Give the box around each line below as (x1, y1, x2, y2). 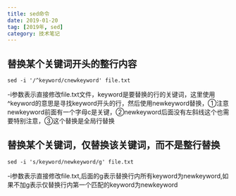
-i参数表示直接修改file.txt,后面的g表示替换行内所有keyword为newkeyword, (7, 171, 223, 180)
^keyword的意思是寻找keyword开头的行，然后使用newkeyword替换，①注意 (7, 99, 229, 108)
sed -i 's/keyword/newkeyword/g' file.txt (7, 158, 134, 166)
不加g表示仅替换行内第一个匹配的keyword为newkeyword (13, 180, 178, 189)
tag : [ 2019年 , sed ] (7, 23, 63, 30)
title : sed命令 (7, 10, 50, 18)
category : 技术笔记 (7, 30, 61, 37)
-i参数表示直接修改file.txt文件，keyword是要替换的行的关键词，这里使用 (7, 90, 216, 99)
